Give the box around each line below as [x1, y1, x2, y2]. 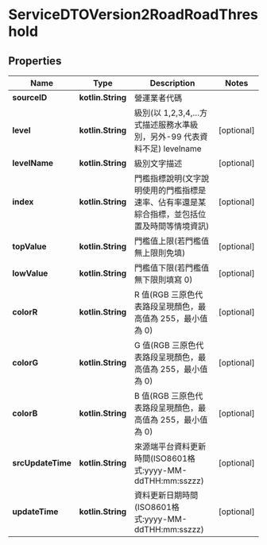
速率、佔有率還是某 [133, 197, 207, 207]
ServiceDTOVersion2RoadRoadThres [8, 6, 258, 24]
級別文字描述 [133, 158, 183, 168]
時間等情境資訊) [149, 221, 209, 231]
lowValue [12, 268, 48, 279]
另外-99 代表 [149, 131, 200, 142]
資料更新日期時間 [133, 490, 199, 501]
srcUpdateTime [12, 458, 72, 468]
